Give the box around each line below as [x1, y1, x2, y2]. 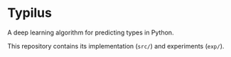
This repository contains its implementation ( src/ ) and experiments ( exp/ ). [7, 42, 225, 50]
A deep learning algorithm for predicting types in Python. [7, 28, 174, 37]
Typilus [7, 5, 52, 21]
